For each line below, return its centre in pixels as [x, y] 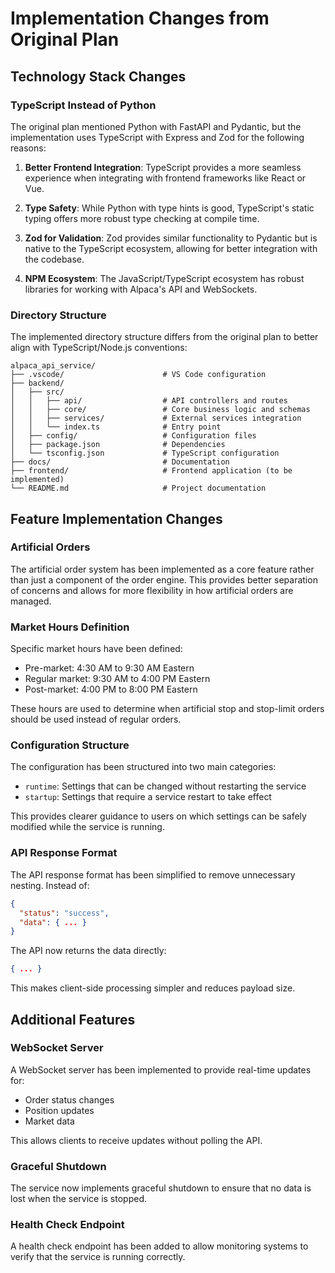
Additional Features [73, 1019]
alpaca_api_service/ [53, 366]
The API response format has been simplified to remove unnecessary [153, 874]
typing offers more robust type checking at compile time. [142, 218]
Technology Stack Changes [98, 76]
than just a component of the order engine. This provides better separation [164, 579]
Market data [49, 1121]
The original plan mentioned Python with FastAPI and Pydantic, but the [156, 126]
